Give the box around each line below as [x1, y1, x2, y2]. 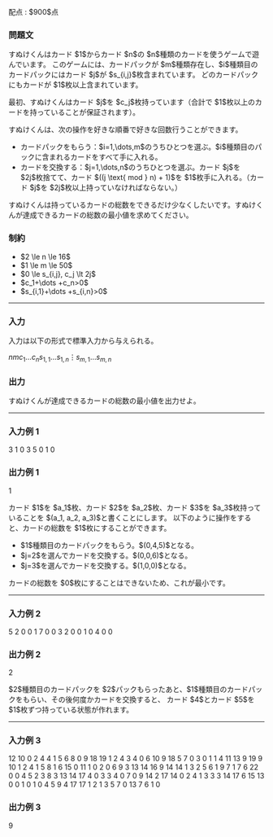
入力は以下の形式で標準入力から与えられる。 [8, 335, 158, 345]
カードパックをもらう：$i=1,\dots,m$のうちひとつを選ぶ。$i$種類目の [19, 142, 255, 152]
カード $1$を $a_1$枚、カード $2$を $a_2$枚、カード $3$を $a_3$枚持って [8, 502, 262, 512]
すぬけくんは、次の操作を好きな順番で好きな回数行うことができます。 [8, 125, 243, 134]
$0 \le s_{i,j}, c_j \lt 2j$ [19, 269, 96, 278]
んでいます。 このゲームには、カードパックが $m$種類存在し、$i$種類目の [8, 59, 258, 69]
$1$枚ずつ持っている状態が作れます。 [8, 705, 134, 715]
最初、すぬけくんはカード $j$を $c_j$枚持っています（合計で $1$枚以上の [8, 97, 256, 107]
